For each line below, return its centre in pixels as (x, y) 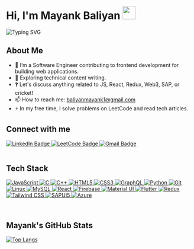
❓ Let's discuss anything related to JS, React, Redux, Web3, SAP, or (97, 84)
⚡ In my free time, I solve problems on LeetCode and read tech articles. (101, 108)
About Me (25, 51)
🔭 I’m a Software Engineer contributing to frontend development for (97, 65)
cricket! (24, 92)
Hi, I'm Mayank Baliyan (63, 16)
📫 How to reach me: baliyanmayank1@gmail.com (75, 99)
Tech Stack (27, 168)
